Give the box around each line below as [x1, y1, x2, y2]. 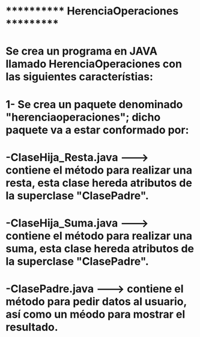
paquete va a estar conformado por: [5, 123, 189, 136]
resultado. [5, 320, 58, 334]
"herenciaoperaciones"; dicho [5, 110, 161, 124]
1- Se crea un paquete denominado [5, 97, 183, 111]
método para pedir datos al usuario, [5, 295, 187, 309]
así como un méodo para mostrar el [5, 308, 186, 321]
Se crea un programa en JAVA [5, 44, 157, 58]
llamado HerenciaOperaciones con [5, 57, 183, 71]
